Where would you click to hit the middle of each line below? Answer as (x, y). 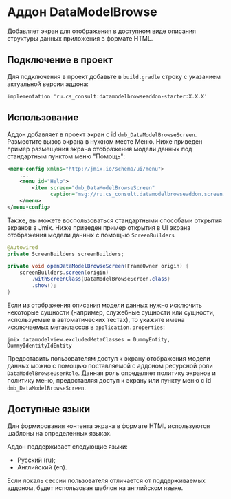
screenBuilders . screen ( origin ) (64, 273)
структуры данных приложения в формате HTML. (80, 38)
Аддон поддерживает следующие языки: (68, 446)
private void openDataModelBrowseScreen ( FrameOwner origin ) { (98, 266)
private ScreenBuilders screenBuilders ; (66, 254)
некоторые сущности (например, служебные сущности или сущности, (111, 312)
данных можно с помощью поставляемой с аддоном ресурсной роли (110, 365)
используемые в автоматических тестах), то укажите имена (96, 319)
